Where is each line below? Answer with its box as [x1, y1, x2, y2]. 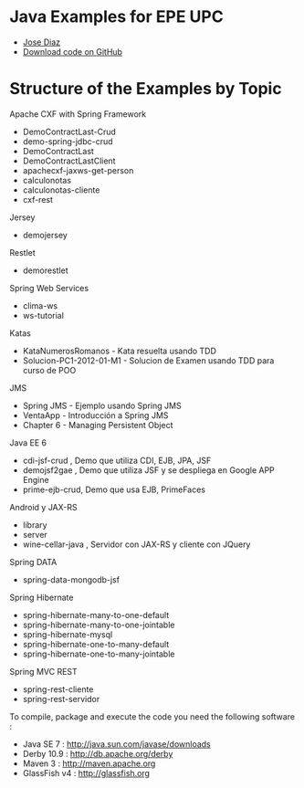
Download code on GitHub [22, 46, 123, 57]
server [22, 529, 47, 540]
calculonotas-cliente [22, 184, 100, 195]
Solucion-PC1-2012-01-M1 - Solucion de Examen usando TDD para [22, 354, 275, 366]
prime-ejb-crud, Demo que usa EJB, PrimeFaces [22, 484, 206, 495]
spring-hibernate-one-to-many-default [22, 638, 170, 649]
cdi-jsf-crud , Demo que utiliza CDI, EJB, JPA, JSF [22, 455, 212, 466]
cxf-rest [22, 194, 53, 205]
